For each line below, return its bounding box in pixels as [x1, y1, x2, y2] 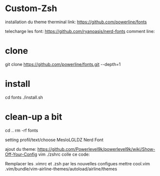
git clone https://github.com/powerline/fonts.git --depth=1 [5, 61, 121, 67]
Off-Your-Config [5, 151, 37, 157]
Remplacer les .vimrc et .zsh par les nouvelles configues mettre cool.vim [5, 160, 150, 166]
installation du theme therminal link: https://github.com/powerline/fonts [5, 19, 147, 25]
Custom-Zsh [5, 3, 57, 14]
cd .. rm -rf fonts [5, 127, 38, 133]
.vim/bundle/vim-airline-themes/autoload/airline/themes [5, 166, 117, 172]
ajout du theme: [5, 146, 36, 152]
